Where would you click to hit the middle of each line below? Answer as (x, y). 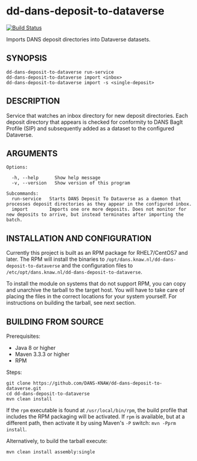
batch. (14, 220)
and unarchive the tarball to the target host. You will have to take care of (95, 290)
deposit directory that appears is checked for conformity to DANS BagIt (95, 122)
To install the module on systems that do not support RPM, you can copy (96, 284)
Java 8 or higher (35, 348)
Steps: (14, 372)
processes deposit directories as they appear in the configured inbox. (99, 204)
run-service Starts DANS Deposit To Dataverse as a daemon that (96, 199)
